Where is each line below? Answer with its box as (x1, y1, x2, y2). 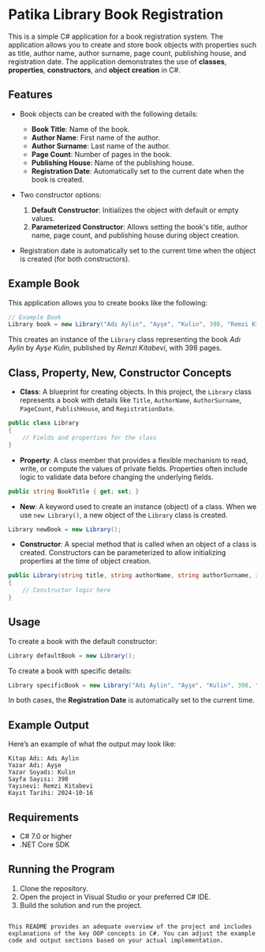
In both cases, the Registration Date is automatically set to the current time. (8, 695, 255, 705)
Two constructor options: (19, 189, 102, 199)
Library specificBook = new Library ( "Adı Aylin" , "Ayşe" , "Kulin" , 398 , (8, 681, 252, 689)
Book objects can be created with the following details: (19, 109, 199, 118)
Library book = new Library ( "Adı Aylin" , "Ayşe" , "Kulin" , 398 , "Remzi (8, 320, 249, 328)
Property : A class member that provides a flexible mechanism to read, (19, 455, 248, 465)
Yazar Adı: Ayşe (8, 762, 62, 770)
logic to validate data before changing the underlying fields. (19, 472, 215, 482)
